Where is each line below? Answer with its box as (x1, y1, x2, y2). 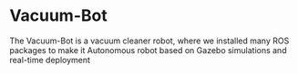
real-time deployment (9, 54, 91, 65)
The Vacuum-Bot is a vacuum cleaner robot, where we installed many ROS (9, 35, 290, 46)
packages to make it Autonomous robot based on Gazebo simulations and (9, 44, 287, 55)
